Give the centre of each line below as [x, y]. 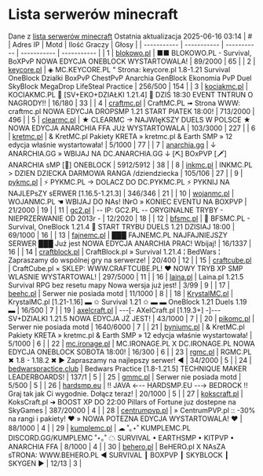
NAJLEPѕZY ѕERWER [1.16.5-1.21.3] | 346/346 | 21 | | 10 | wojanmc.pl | [121, 193]
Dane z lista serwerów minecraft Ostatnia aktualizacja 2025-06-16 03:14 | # [130, 36]
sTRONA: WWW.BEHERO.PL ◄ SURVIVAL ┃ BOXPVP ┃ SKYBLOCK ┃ [119, 455]
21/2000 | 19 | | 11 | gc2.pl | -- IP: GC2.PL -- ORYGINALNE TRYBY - [116, 210]
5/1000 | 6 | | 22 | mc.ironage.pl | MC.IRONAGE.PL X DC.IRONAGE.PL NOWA [131, 343]
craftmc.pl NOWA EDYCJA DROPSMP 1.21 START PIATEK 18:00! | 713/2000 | [131, 111]
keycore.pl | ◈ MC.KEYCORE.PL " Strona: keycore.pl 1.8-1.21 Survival [119, 69]
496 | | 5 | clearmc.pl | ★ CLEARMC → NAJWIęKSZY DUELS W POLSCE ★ [130, 119]
